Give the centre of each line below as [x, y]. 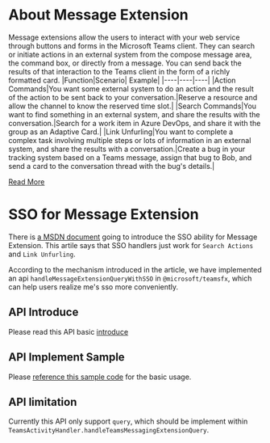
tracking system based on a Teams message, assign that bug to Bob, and [130, 157]
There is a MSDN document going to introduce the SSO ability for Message [133, 237]
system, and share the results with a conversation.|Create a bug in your [127, 149]
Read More [27, 181]
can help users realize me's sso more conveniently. [93, 287]
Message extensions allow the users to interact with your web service [124, 37]
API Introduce [44, 312]
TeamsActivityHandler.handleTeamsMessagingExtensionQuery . [109, 430]
